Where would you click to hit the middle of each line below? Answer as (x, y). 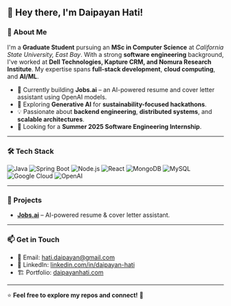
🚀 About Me (27, 32)
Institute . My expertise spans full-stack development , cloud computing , (111, 69)
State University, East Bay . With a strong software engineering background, (115, 54)
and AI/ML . (23, 76)
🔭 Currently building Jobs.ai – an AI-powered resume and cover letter (116, 89)
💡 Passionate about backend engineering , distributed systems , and (114, 111)
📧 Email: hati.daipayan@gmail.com (66, 257)
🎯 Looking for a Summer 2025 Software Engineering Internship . (109, 126)
